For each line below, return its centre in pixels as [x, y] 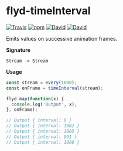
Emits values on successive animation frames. [62, 38]
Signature [18, 50]
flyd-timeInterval [48, 11]
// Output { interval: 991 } [42, 137]
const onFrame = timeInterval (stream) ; [55, 88]
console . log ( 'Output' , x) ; [44, 104]
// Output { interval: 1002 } [43, 126]
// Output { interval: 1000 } [43, 142]
